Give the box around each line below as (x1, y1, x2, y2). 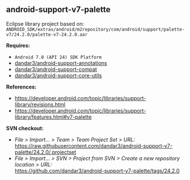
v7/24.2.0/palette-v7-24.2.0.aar (6, 32, 88, 38)
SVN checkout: (6, 124, 44, 131)
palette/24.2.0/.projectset (14, 148, 76, 155)
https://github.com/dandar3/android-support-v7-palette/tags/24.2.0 (14, 167, 180, 174)
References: (6, 83, 37, 90)
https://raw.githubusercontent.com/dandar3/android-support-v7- (14, 142, 173, 149)
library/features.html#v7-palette (14, 113, 92, 120)
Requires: (6, 42, 30, 49)
